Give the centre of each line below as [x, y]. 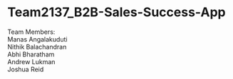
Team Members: [31, 32]
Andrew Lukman [31, 61]
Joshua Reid [26, 69]
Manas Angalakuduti [37, 39]
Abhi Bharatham [31, 54]
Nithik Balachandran [37, 47]
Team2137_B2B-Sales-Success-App [116, 12]
